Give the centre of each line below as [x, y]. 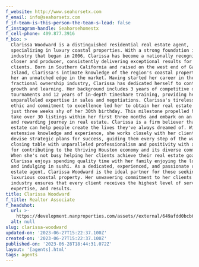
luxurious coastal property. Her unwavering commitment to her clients [102, 178]
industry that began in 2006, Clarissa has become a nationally [92, 56]
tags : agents [22, 255]
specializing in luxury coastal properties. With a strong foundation [100, 51]
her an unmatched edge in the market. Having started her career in [97, 78]
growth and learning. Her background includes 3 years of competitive [100, 89]
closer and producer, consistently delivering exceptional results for [102, 61]
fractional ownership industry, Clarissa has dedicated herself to [96, 84]
